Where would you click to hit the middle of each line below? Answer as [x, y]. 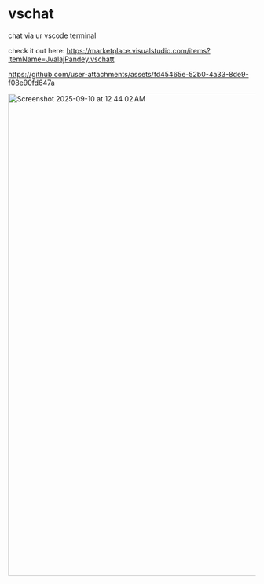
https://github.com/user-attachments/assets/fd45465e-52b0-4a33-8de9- [128, 74]
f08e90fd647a [31, 83]
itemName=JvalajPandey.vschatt [62, 59]
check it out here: [37, 50]
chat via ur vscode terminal [52, 35]
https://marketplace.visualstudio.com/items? [138, 50]
